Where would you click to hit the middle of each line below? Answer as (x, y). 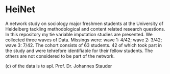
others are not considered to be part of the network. (60, 56)
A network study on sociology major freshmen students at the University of (84, 23)
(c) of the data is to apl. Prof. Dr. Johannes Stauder (59, 66)
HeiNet (20, 9)
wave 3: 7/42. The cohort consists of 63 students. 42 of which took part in (84, 45)
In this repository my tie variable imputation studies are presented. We (79, 34)
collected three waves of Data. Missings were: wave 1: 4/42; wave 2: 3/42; (84, 40)
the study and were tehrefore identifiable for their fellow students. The (79, 51)
